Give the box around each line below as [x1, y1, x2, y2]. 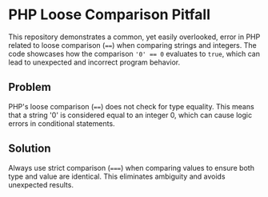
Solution [8, 142, 51, 156]
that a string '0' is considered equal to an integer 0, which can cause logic [8, 110, 253, 120]
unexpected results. [8, 179, 74, 189]
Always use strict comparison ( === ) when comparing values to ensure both [8, 163, 254, 172]
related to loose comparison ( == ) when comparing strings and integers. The [8, 40, 258, 49]
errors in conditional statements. [8, 118, 115, 128]
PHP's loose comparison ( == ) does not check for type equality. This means [8, 101, 254, 111]
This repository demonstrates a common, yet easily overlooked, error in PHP [8, 32, 261, 41]
